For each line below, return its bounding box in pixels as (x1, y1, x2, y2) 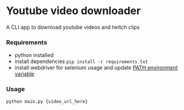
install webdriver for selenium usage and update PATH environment (14, 64, 178, 71)
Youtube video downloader (6, 4, 141, 18)
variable (14, 71, 35, 78)
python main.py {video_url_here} (6, 98, 88, 104)
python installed (14, 52, 54, 59)
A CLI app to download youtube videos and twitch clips (6, 24, 140, 31)
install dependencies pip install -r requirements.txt (14, 58, 148, 65)
